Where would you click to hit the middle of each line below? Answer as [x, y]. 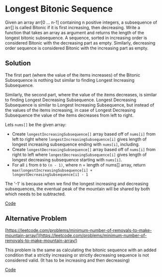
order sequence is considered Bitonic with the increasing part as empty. [77, 48]
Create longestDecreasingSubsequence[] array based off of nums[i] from [84, 149]
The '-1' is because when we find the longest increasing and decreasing [77, 184]
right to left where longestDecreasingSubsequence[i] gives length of [79, 154]
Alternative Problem [36, 219]
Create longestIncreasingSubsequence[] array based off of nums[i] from [84, 134]
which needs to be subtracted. [36, 194]
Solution [18, 63]
